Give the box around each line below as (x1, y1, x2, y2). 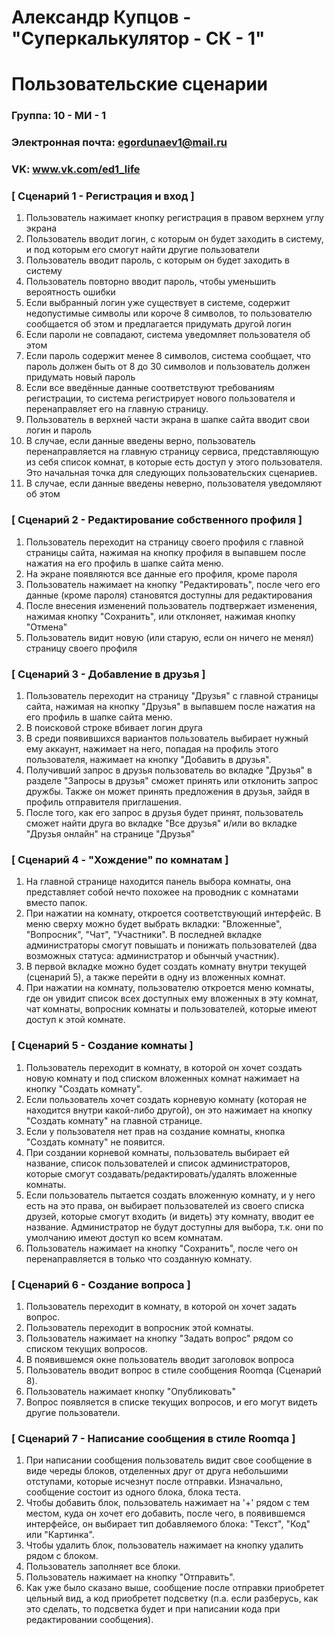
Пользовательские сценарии (11, 73, 268, 96)
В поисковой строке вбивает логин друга (25, 722, 203, 734)
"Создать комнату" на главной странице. (25, 1114, 203, 1126)
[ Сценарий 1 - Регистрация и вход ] (11, 189, 195, 203)
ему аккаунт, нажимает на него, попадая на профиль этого (25, 743, 279, 755)
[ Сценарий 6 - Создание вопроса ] (11, 1277, 191, 1291)
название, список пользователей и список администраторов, (25, 1157, 291, 1169)
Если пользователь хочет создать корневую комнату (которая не (25, 1093, 308, 1105)
